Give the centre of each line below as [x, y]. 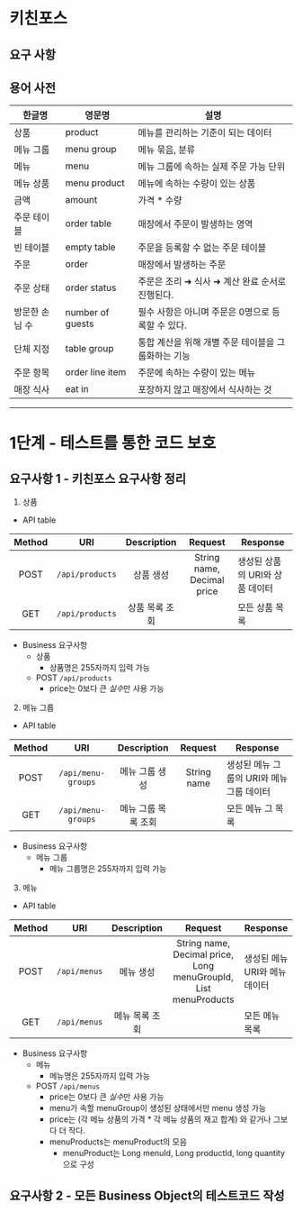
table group [89, 349]
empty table [90, 247]
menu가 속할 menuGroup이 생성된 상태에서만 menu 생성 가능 [158, 1108]
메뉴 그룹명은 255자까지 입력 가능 [108, 869]
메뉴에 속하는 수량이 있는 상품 [197, 184]
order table [89, 223]
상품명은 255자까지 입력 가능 [100, 668]
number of [87, 313]
